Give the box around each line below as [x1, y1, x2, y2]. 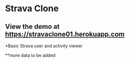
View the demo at [5, 22, 60, 31]
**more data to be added [5, 52, 55, 58]
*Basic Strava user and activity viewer [5, 43, 83, 49]
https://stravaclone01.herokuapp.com [5, 30, 125, 38]
